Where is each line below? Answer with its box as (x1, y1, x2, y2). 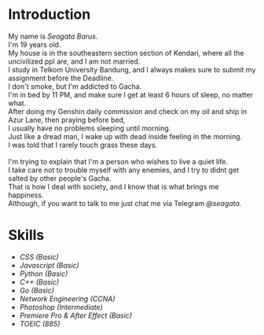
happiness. (8, 190, 44, 200)
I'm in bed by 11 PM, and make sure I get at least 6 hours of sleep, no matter (8, 90, 254, 99)
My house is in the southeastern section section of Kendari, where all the (8, 48, 244, 57)
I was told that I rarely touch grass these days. (8, 140, 158, 149)
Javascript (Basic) (19, 260, 80, 270)
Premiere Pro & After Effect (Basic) (19, 311, 132, 320)
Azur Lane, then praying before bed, (8, 115, 126, 124)
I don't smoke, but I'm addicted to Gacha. (8, 81, 142, 91)
